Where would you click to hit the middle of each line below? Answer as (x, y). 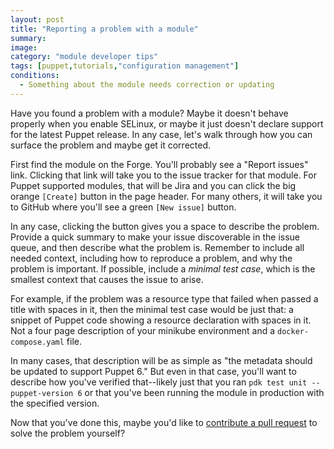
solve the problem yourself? (68, 433)
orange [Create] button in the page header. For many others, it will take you (166, 196)
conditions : (35, 76)
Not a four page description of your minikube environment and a (143, 330)
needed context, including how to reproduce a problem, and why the (151, 258)
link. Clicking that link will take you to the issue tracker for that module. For (163, 175)
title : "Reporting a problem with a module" (104, 29)
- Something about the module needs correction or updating (147, 85)
